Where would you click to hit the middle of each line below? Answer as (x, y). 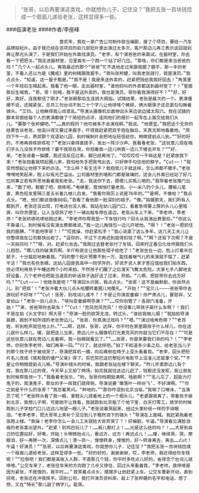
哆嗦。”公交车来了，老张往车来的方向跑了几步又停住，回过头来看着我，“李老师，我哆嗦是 (98, 466)
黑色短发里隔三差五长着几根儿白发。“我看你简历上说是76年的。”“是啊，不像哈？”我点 (103, 194)
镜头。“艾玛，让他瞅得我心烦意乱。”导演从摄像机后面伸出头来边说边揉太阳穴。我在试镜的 (98, 111)
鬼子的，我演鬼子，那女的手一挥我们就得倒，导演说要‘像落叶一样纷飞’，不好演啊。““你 (98, 383)
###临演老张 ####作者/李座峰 (43, 29)
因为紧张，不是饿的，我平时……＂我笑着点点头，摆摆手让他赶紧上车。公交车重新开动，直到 (99, 472)
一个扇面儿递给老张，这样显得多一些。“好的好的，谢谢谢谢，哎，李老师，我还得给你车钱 (98, 453)
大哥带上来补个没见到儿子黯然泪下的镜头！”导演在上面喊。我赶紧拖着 (116, 415)
